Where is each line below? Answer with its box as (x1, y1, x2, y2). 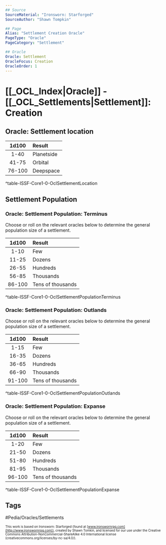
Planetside (32, 151, 58, 158)
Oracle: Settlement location (5, 127, 94, 136)
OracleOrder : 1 (5, 63, 37, 69)
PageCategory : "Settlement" (5, 40, 65, 46)
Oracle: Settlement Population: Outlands (5, 306, 107, 313)
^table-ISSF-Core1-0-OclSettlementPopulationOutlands (5, 390, 120, 396)
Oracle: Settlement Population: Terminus (5, 210, 108, 217)
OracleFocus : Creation (5, 59, 53, 64)
